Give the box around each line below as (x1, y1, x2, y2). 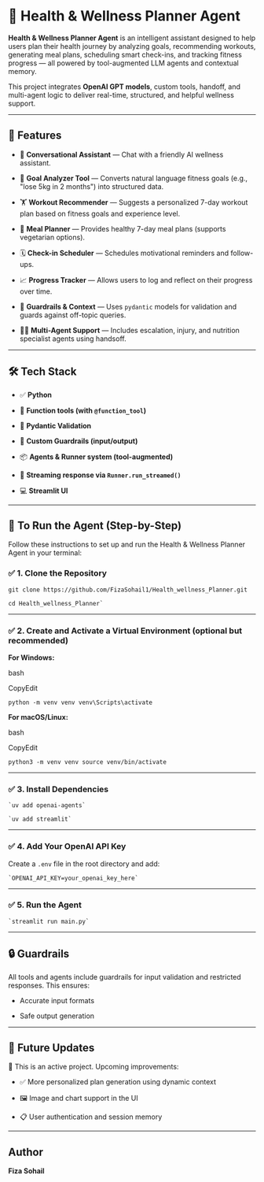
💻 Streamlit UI (19, 486, 68, 495)
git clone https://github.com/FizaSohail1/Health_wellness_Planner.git (8, 586, 247, 594)
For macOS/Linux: (8, 712, 68, 721)
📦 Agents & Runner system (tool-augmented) (19, 452, 174, 461)
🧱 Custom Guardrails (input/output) (19, 436, 138, 446)
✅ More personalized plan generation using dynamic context (19, 1077, 217, 1087)
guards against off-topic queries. (19, 310, 126, 320)
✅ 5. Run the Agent (8, 899, 82, 910)
